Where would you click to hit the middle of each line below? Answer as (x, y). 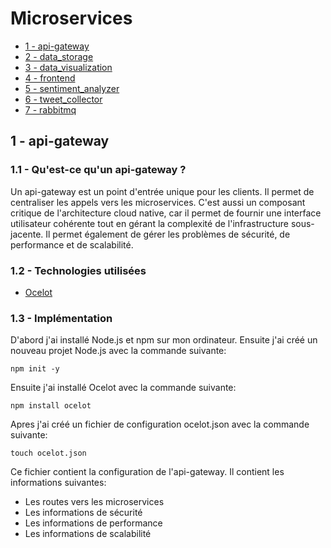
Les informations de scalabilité (88, 534)
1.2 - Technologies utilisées (78, 270)
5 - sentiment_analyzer (72, 88)
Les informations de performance (93, 523)
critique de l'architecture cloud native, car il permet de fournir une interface (166, 213)
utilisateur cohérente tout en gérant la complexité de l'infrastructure (149, 223)
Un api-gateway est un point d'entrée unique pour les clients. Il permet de (162, 191)
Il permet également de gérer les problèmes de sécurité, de (168, 234)
